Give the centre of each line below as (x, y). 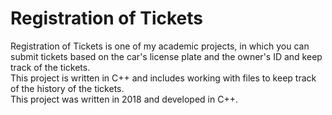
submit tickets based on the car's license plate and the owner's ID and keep (166, 56)
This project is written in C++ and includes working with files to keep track (163, 78)
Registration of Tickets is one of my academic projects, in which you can (160, 46)
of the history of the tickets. (67, 88)
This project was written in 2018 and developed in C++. (124, 99)
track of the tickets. (50, 67)
